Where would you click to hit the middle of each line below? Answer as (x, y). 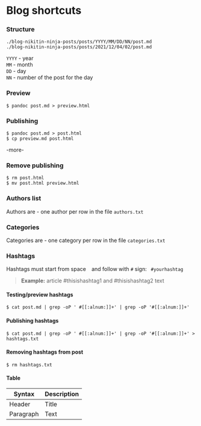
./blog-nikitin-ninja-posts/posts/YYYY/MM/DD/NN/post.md (79, 42)
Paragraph (24, 414)
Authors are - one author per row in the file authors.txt (75, 211)
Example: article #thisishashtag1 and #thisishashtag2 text (92, 281)
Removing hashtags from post (45, 352)
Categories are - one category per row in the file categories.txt (86, 240)
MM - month (20, 65)
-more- (15, 150)
